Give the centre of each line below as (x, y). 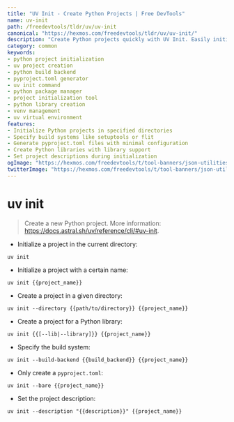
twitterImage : (28, 169)
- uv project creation (40, 66)
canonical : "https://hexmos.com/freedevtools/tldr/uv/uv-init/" (102, 33)
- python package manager (45, 91)
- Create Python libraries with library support (79, 150)
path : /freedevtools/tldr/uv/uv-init (62, 27)
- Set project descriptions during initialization (82, 157)
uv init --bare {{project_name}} (56, 385)
